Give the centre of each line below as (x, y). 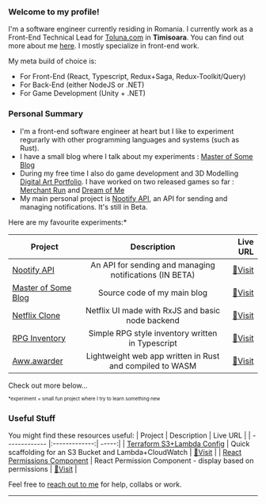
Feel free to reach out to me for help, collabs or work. (95, 484)
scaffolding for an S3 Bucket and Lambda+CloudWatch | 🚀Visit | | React (125, 452)
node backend (153, 320)
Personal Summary (46, 114)
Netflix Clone (36, 315)
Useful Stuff (32, 418)
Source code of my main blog (153, 293)
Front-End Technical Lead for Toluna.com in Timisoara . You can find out (126, 37)
